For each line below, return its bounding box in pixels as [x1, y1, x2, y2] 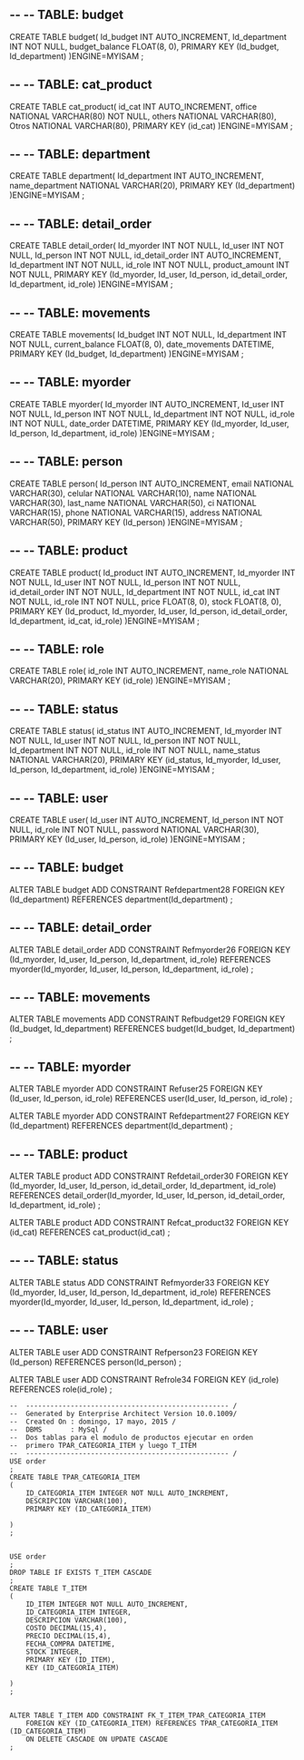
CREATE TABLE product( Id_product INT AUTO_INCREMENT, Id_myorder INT [9, 567, 296, 578]
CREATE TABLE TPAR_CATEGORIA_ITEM [9, 1472, 141, 1481]
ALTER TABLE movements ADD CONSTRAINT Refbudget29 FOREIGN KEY [9, 1013, 286, 1024]
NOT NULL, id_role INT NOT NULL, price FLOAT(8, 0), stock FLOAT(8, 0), [9, 596, 282, 607]
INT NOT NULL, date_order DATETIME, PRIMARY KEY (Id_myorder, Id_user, [9, 417, 289, 429]
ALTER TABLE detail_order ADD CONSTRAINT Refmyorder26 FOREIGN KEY [9, 944, 291, 955]
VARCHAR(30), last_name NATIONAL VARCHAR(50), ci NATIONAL [9, 497, 257, 508]
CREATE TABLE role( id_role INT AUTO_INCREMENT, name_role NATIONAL [9, 666, 289, 677]
